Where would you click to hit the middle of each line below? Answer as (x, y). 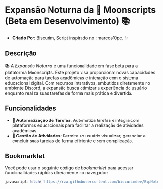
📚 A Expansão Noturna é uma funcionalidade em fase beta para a (72, 66)
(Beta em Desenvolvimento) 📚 (68, 21)
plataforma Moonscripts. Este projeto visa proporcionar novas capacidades (80, 72)
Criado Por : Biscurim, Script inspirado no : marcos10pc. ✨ (70, 38)
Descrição (21, 54)
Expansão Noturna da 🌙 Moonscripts (81, 10)
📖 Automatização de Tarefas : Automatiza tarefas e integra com (76, 120)
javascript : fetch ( (24, 182)
